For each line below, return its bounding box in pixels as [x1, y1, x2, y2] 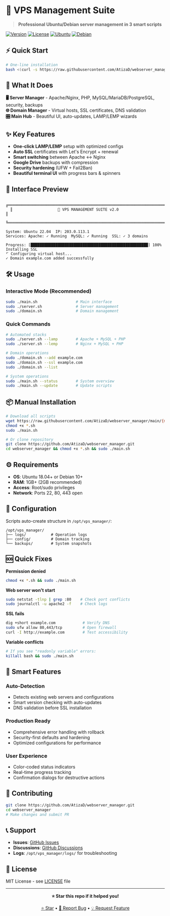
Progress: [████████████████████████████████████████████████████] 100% [6, 242, 162, 247]
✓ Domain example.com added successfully [6, 255, 94, 261]
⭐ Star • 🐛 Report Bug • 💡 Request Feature [40, 905, 130, 911]
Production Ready [6, 717, 51, 724]
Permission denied [6, 568, 46, 574]
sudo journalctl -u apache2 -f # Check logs [6, 602, 108, 607]
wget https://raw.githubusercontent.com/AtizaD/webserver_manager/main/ [6, 418, 162, 424]
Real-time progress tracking [13, 769, 72, 775]
